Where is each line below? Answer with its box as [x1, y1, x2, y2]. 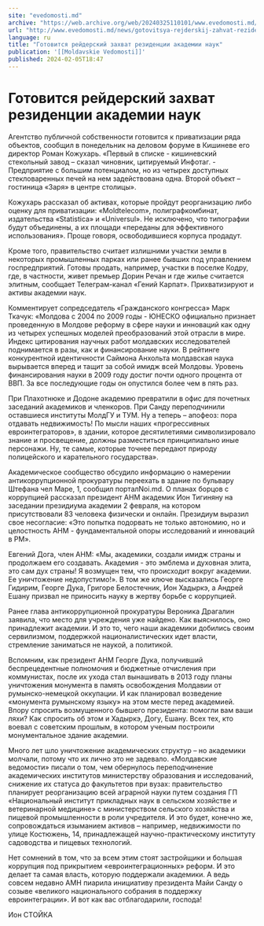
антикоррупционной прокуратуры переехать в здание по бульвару [8, 475, 234, 485]
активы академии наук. [8, 288, 87, 297]
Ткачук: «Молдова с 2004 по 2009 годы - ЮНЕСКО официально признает [8, 312, 256, 321]
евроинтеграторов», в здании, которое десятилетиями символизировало [8, 426, 256, 437]
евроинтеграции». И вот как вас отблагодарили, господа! [8, 895, 203, 904]
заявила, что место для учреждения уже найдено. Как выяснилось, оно [8, 614, 251, 624]
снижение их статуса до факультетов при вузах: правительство [8, 779, 222, 788]
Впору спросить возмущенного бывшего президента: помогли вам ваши [8, 705, 253, 714]
